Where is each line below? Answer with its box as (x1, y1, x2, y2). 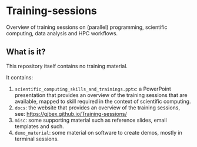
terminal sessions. (14, 135, 59, 142)
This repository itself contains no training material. (6, 62, 128, 69)
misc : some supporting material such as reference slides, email (14, 116, 167, 123)
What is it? (6, 47, 46, 57)
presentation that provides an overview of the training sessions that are (14, 91, 188, 98)
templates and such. (14, 122, 65, 130)
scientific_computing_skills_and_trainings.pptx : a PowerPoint (14, 85, 172, 92)
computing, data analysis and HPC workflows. (6, 29, 118, 36)
